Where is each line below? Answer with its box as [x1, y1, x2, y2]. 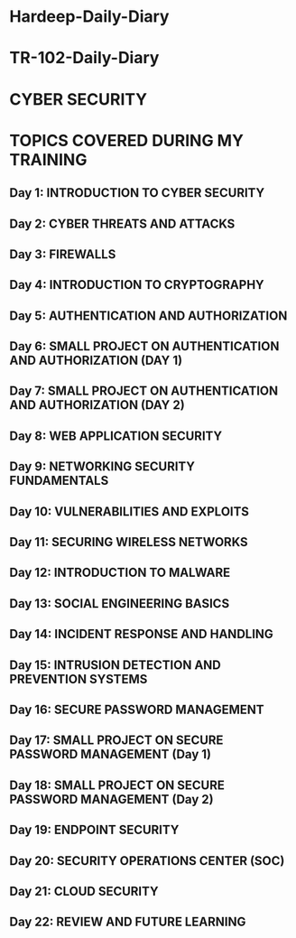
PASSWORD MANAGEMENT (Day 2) [9, 792, 214, 807]
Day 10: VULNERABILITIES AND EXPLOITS [9, 504, 250, 519]
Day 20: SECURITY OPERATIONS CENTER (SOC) [9, 853, 285, 868]
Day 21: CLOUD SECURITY [9, 883, 160, 899]
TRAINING [9, 149, 88, 170]
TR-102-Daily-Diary [9, 48, 160, 69]
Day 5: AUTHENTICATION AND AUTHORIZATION [9, 308, 288, 323]
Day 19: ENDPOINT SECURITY [9, 822, 180, 838]
